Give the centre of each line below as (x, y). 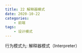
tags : (10, 27)
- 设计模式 (23, 32)
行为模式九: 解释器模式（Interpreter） (42, 46)
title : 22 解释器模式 (25, 9)
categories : (17, 18)
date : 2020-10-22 (23, 14)
